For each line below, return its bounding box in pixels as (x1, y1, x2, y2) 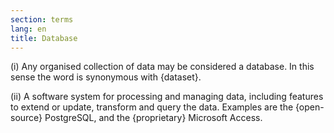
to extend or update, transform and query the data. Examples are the (10, 101, 294, 113)
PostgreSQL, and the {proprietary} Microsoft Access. (44, 112, 263, 124)
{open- (295, 101, 325, 113)
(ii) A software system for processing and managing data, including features (10, 91, 324, 103)
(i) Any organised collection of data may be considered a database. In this (10, 61, 315, 73)
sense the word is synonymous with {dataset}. (10, 71, 202, 83)
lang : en (10, 24, 47, 34)
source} (10, 112, 43, 124)
